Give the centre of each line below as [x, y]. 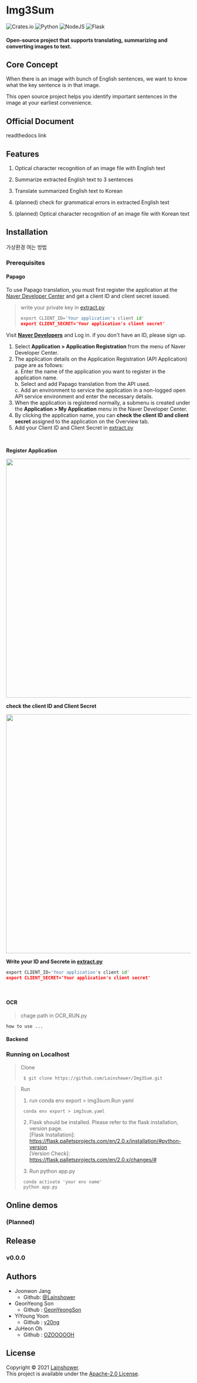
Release [21, 1241]
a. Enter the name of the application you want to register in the [90, 371]
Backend [17, 1039]
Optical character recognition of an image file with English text [90, 168]
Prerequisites [26, 262]
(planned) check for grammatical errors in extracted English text [92, 202]
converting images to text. [39, 46]
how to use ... [25, 1026]
